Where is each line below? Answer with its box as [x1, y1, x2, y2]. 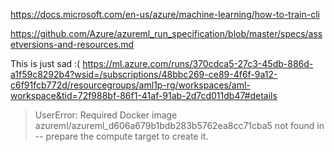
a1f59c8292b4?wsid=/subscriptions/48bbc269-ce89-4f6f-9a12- [10, 69, 278, 80]
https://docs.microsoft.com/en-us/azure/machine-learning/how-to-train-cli [10, 9, 320, 20]
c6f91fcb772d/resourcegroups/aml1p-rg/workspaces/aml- [10, 79, 251, 91]
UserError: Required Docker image [34, 109, 178, 121]
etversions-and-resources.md [10, 39, 135, 50]
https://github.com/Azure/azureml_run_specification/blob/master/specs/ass [10, 28, 323, 39]
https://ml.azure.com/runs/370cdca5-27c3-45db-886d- [82, 58, 314, 69]
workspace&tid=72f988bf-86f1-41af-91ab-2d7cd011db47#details [10, 90, 278, 101]
